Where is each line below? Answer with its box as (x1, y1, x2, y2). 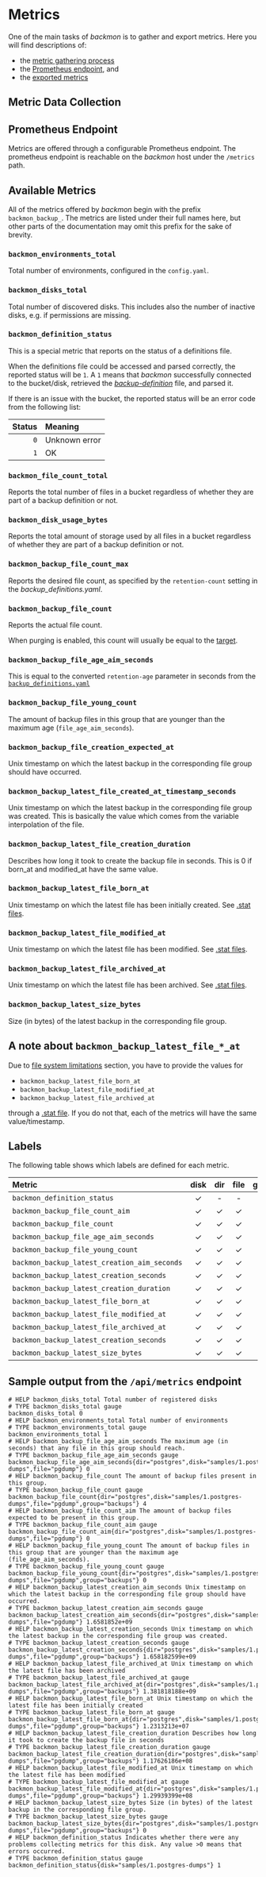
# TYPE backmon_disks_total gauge (8, 1403, 123, 1411)
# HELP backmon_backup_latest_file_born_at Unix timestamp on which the (8, 1694, 253, 1703)
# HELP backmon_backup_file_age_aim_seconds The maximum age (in (8, 1438, 228, 1446)
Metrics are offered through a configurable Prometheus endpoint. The (8, 144, 236, 153)
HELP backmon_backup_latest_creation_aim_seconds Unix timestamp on (15, 1583, 246, 1592)
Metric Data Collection (8, 95, 121, 109)
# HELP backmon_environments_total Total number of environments (8, 1416, 228, 1425)
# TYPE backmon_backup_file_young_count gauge (8, 1562, 165, 1570)
